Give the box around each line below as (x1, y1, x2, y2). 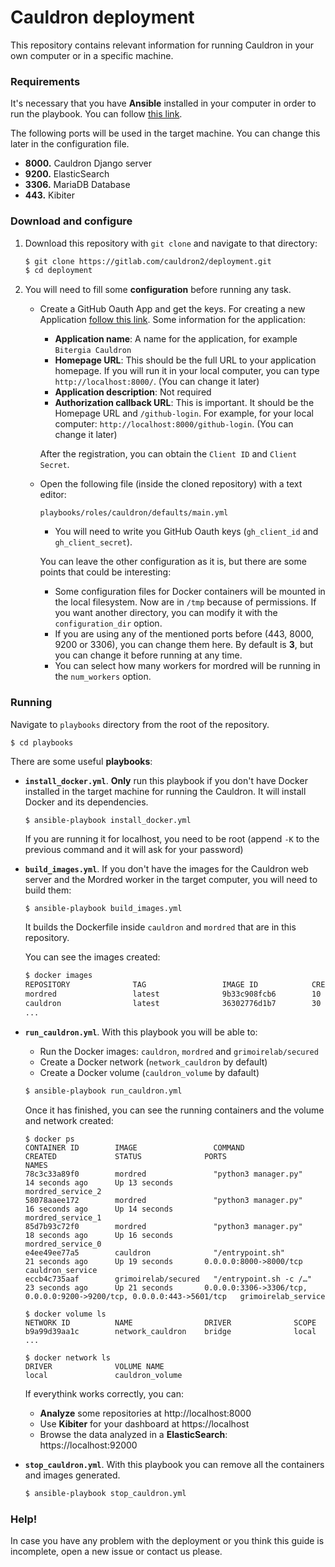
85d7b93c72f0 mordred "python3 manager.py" (24, 1221, 303, 1231)
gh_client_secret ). (54, 536, 133, 548)
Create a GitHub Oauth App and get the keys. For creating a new (39, 303, 306, 315)
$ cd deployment (24, 266, 93, 276)
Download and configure (10, 214, 133, 228)
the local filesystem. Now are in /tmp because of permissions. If (54, 596, 317, 608)
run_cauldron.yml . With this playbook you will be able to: (24, 1026, 258, 1038)
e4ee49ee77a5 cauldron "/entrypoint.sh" (24, 1247, 286, 1258)
